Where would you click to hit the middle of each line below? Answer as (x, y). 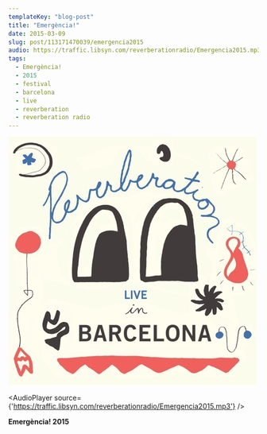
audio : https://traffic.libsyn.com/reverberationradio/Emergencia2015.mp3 (135, 50)
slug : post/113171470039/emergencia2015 (76, 42)
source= (68, 398)
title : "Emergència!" (44, 25)
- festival (33, 83)
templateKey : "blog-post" (51, 17)
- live (26, 101)
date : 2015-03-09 (37, 33)
